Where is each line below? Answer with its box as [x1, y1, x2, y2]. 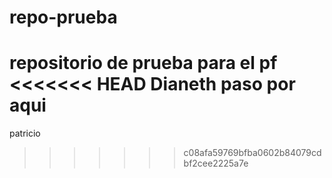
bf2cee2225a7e [183, 157, 249, 170]
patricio [9, 127, 41, 140]
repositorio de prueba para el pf [9, 52, 278, 75]
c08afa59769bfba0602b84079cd [183, 147, 322, 159]
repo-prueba [9, 6, 118, 29]
